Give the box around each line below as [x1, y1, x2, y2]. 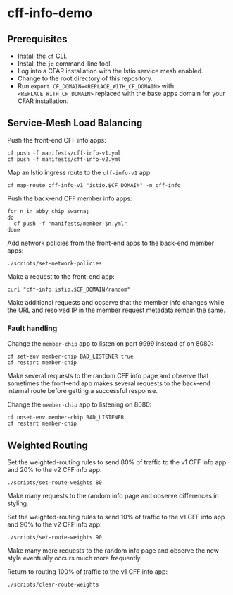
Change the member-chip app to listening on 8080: [7, 400, 152, 409]
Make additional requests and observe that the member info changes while [7, 298, 225, 306]
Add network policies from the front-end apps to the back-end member [7, 239, 215, 247]
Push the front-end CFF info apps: [7, 136, 107, 144]
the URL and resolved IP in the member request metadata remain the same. [7, 306, 225, 314]
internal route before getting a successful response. [7, 387, 158, 395]
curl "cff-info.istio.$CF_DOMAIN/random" [7, 286, 131, 293]
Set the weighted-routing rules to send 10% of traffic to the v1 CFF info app [7, 512, 225, 521]
